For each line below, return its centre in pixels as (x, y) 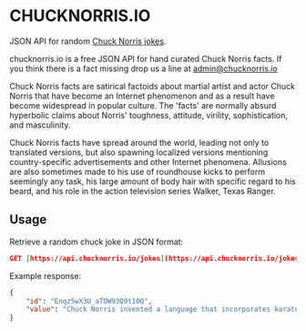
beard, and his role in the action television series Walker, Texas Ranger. (143, 191)
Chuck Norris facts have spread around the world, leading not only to (139, 142)
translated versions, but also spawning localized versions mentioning (139, 152)
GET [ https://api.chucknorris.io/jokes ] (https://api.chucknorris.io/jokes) (156, 258)
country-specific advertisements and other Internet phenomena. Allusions (148, 161)
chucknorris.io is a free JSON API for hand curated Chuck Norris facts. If (146, 58)
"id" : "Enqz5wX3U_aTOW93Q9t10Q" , (89, 301)
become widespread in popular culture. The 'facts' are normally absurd (143, 105)
